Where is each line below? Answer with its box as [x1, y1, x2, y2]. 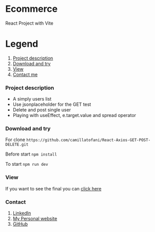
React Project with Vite [5, 20, 54, 26]
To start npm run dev [5, 161, 48, 167]
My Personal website [12, 216, 57, 222]
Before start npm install [5, 151, 57, 157]
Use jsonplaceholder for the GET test [12, 101, 91, 108]
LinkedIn [12, 210, 31, 216]
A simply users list [12, 96, 52, 102]
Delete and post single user [12, 107, 71, 113]
